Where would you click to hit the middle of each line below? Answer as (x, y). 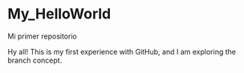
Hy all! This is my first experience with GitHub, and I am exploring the (122, 51)
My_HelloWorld (59, 14)
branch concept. (35, 60)
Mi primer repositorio (42, 36)
